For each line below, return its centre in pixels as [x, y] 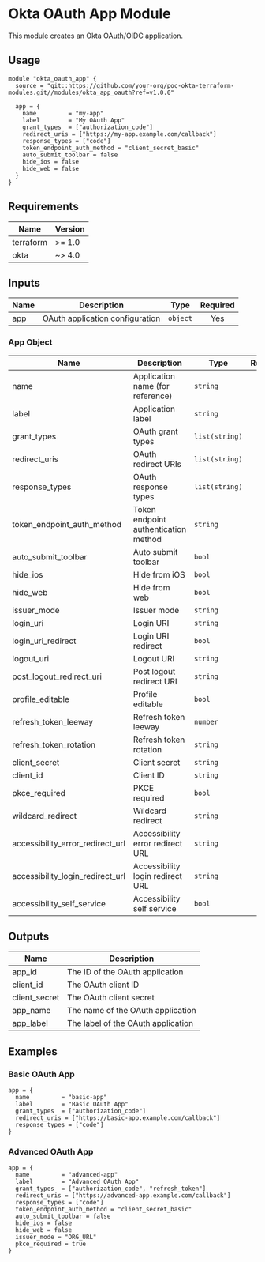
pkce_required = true [51, 1244]
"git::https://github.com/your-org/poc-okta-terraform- [141, 85]
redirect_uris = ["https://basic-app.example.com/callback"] [118, 1118]
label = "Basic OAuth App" [72, 1104]
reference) [153, 396]
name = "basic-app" [62, 1098]
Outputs [29, 937]
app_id [25, 972]
